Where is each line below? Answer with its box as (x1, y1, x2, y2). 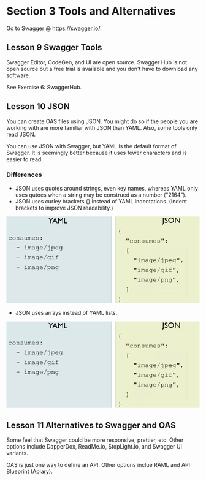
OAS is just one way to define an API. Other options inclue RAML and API (6, 461, 191, 469)
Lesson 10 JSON (6, 101, 71, 112)
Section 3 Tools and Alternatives (6, 4, 176, 18)
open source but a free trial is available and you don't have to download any (6, 65, 198, 72)
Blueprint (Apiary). (6, 468, 53, 475)
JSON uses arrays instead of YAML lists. (15, 309, 118, 317)
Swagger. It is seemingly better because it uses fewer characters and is (6, 149, 187, 156)
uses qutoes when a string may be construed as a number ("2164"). (15, 191, 187, 199)
